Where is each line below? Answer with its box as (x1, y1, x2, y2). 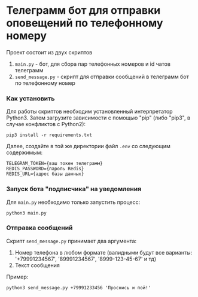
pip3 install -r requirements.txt (6, 132, 93, 138)
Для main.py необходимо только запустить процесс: (6, 198, 141, 206)
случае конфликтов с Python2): (6, 121, 86, 128)
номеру (6, 29, 47, 42)
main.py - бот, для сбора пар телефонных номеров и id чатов (14, 60, 170, 68)
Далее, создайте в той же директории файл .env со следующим (6, 143, 170, 150)
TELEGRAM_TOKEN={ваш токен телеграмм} (6, 161, 103, 167)
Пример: (6, 273, 29, 280)
